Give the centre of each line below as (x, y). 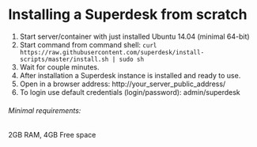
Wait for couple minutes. (59, 67)
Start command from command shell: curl (88, 44)
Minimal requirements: (45, 110)
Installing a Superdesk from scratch (128, 15)
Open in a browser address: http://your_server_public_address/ (123, 84)
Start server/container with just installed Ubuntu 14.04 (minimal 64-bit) (135, 36)
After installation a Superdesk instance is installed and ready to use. (130, 75)
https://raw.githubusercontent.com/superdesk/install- (112, 52)
